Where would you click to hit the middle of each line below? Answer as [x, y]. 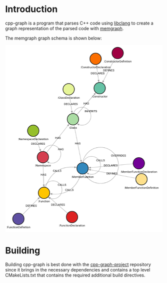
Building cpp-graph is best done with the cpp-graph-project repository [78, 264]
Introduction [31, 9]
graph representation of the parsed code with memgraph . [64, 28]
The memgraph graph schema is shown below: [53, 38]
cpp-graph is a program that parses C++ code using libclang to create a [79, 23]
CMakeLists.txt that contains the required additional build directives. [75, 275]
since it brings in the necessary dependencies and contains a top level [78, 269]
